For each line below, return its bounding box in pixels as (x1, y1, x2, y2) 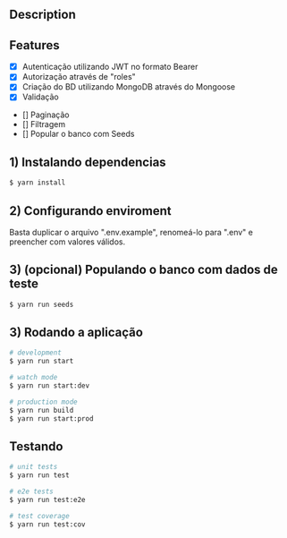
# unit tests (9, 463, 58, 472)
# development (9, 348, 63, 357)
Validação (21, 91, 60, 102)
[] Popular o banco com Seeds (21, 129, 135, 140)
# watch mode (9, 373, 58, 382)
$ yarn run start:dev (9, 381, 90, 390)
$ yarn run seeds (9, 300, 74, 309)
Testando (9, 439, 63, 454)
